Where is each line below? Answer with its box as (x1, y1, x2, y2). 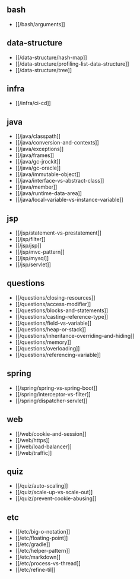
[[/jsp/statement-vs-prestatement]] (15, 229, 101, 236)
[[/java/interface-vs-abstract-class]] (15, 177, 104, 184)
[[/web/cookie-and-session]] (15, 430, 87, 438)
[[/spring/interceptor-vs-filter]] (15, 390, 91, 398)
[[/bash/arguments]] (15, 20, 65, 27)
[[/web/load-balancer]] (15, 443, 72, 450)
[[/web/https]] (15, 436, 50, 444)
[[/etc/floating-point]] (15, 534, 68, 542)
